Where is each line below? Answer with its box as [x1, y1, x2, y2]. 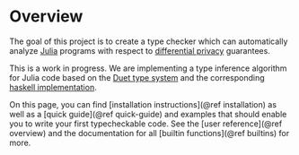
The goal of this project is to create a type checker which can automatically [9, 36, 288, 47]
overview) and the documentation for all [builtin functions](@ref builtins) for [9, 127, 290, 138]
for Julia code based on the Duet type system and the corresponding [9, 72, 265, 82]
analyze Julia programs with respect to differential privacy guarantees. [9, 45, 271, 56]
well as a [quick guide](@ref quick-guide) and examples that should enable [9, 108, 287, 119]
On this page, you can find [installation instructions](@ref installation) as [9, 99, 277, 109]
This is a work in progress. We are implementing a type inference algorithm [9, 63, 287, 73]
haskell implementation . [9, 82, 97, 92]
